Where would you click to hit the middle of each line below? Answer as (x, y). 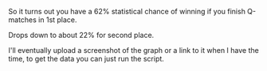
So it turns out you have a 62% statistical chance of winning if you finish (127, 11)
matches (23, 20)
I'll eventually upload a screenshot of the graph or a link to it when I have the (133, 50)
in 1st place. (58, 20)
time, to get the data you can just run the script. (86, 59)
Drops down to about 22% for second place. (81, 35)
